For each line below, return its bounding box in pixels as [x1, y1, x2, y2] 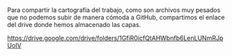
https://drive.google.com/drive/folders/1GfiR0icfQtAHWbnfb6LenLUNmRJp [7, 34, 224, 42]
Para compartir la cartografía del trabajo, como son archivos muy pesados [7, 6, 221, 14]
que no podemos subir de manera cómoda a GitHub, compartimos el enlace [7, 13, 225, 21]
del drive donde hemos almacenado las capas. [7, 21, 141, 28]
